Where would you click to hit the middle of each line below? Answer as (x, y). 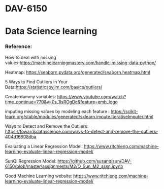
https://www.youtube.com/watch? (92, 96)
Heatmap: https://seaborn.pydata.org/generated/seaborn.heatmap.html (78, 72)
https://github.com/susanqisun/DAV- (95, 161)
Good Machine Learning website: (39, 176)
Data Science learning (51, 31)
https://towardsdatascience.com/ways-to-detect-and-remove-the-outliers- (82, 131)
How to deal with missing (31, 57)
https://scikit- (124, 111)
